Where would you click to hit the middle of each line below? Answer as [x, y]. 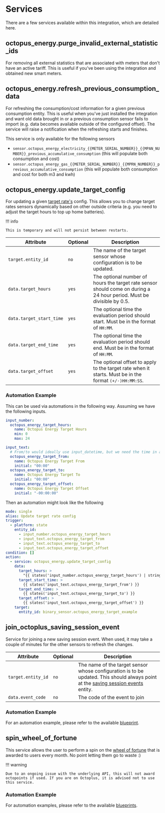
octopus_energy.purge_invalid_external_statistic [82, 43]
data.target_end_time [33, 345]
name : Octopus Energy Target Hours [51, 429]
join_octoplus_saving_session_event [62, 627]
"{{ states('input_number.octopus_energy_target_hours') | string [92, 575]
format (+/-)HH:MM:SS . [118, 381]
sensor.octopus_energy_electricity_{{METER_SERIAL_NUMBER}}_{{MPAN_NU [86, 148]
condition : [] [20, 553]
